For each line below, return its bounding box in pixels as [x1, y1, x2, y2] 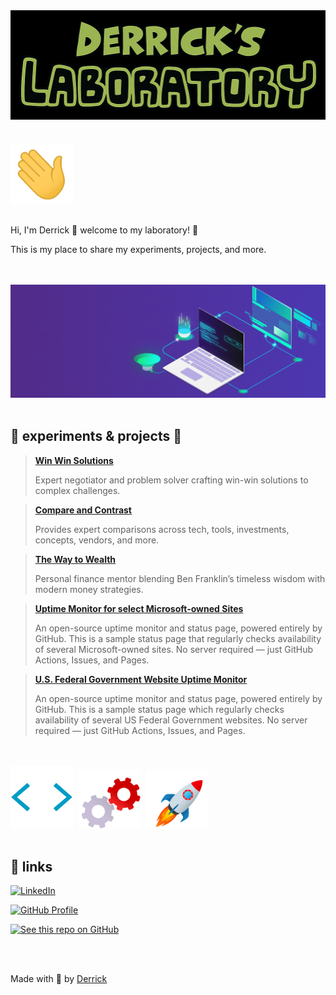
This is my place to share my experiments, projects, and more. [10, 243, 267, 255]
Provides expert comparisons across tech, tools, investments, [34, 523, 290, 535]
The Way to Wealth [34, 553, 117, 565]
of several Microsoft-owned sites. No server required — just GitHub [34, 643, 314, 655]
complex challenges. [34, 484, 121, 496]
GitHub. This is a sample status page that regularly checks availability [34, 632, 322, 644]
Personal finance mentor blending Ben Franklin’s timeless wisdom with [34, 572, 326, 584]
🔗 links [10, 859, 53, 876]
